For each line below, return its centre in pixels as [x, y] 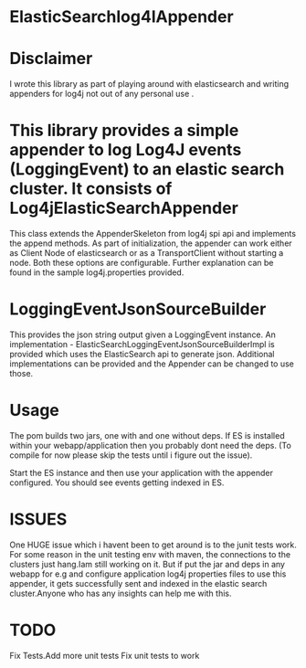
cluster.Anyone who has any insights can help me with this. [121, 593]
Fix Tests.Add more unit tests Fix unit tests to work [105, 655]
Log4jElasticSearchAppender [124, 208]
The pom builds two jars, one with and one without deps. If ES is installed [147, 435]
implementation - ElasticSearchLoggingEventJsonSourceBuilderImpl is [142, 344]
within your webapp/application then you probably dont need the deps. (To [151, 445]
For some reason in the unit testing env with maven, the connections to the [150, 554]
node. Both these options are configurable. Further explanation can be [142, 263]
